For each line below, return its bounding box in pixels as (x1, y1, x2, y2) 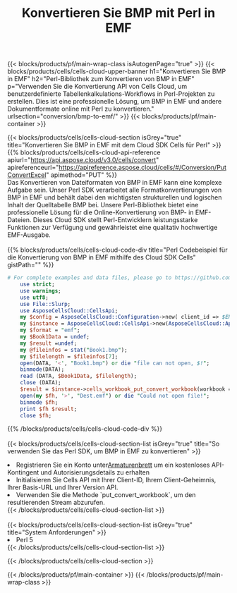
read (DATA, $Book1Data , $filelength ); (20, 372, 138, 380)
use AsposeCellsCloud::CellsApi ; (20, 307, 119, 314)
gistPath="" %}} (7, 261, 54, 269)
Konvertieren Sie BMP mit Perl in (21, 5, 216, 21)
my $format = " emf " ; (20, 326, 80, 334)
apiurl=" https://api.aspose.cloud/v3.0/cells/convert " (7, 156, 159, 164)
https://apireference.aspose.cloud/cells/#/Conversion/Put (59, 164, 227, 172)
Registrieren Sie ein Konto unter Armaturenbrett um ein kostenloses (16, 460, 210, 470)
